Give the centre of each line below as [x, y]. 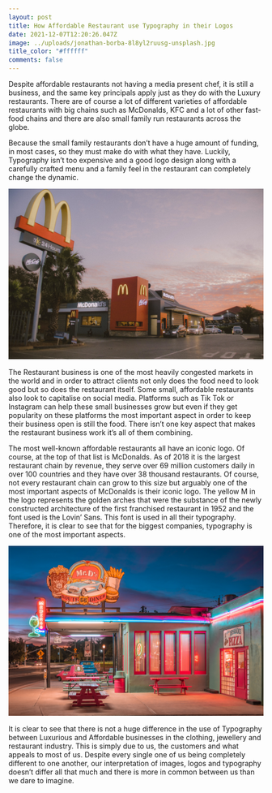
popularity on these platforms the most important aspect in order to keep [130, 415]
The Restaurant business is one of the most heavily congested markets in [131, 372]
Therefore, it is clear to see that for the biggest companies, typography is [130, 526]
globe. [19, 127]
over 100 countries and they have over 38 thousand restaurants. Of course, [134, 474]
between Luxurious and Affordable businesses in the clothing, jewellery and [135, 738]
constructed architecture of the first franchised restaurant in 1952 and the [131, 508]
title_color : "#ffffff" [49, 52]
